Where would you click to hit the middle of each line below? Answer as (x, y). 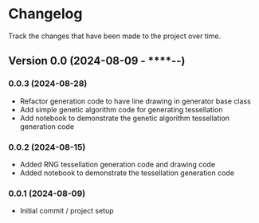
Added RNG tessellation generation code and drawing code (118, 164)
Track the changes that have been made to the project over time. (115, 36)
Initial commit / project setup (67, 211)
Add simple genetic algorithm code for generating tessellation (121, 109)
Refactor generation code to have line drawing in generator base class (135, 101)
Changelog (45, 14)
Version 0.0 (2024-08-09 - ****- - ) (97, 61)
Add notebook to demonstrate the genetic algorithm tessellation (124, 118)
